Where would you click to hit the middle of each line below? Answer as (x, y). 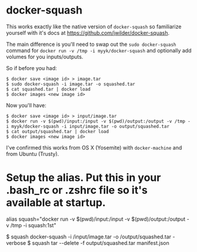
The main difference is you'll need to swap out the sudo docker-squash (91, 44)
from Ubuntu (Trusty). (33, 154)
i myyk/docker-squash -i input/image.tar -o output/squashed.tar (88, 126)
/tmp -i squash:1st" (33, 225)
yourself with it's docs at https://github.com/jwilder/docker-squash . (88, 32)
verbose (16, 243)
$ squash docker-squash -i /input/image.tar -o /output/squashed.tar (89, 237)
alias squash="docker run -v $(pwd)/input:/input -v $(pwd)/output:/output (96, 219)
